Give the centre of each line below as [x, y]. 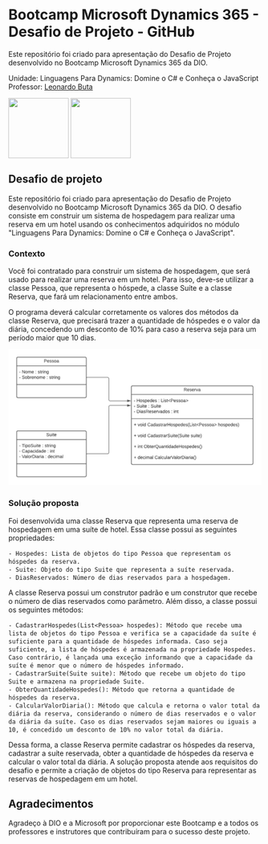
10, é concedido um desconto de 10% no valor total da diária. [116, 730]
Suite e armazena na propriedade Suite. [77, 681]
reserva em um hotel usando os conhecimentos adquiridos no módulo [124, 224]
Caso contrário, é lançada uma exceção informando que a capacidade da [130, 657]
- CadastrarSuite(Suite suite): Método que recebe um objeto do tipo [127, 673]
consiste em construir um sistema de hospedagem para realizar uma [122, 215]
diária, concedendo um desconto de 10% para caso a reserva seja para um [132, 329]
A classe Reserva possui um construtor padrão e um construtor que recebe [133, 593]
